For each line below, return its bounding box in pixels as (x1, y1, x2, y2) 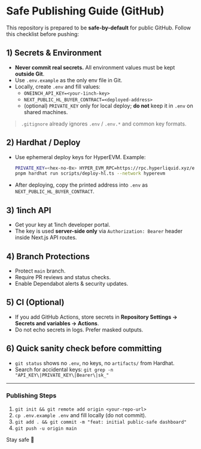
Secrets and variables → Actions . (14, 319, 99, 327)
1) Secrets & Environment (6, 48, 102, 58)
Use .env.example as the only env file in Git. (14, 76, 123, 83)
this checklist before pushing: (6, 30, 80, 37)
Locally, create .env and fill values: (14, 83, 100, 90)
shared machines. (23, 108, 68, 115)
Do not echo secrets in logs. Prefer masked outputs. (14, 326, 144, 333)
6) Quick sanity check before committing (6, 343, 162, 354)
